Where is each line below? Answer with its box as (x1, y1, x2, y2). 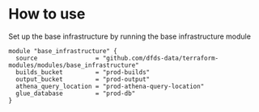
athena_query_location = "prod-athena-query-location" (15, 82, 205, 90)
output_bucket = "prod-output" (15, 75, 151, 83)
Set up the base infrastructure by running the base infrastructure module (8, 31, 251, 41)
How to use (8, 5, 86, 23)
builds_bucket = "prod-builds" (15, 68, 151, 77)
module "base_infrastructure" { (8, 47, 117, 55)
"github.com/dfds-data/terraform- (102, 54, 219, 62)
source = (15, 54, 100, 62)
